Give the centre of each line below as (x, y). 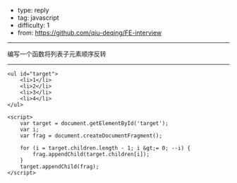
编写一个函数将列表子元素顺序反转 (57, 54)
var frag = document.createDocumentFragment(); (91, 136)
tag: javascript (38, 18)
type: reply (33, 10)
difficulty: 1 (34, 25)
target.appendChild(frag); (60, 167)
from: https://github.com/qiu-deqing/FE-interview (90, 33)
